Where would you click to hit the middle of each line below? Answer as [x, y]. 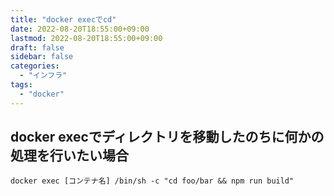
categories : [35, 66]
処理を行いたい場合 [69, 156]
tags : [21, 85]
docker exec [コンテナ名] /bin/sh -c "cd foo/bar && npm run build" [152, 181]
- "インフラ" [43, 76]
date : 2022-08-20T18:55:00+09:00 [80, 29]
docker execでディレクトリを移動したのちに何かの [167, 137]
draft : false [37, 47]
